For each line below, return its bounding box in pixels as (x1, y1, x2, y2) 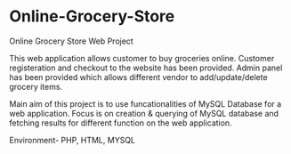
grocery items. (9, 81, 63, 92)
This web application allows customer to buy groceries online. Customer (9, 53, 275, 63)
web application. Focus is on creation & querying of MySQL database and (9, 108, 279, 118)
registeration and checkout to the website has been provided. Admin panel (9, 62, 283, 73)
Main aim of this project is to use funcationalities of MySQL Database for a (9, 98, 282, 109)
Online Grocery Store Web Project (9, 36, 133, 46)
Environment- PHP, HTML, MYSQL (9, 134, 136, 145)
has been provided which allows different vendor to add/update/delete (9, 71, 269, 82)
